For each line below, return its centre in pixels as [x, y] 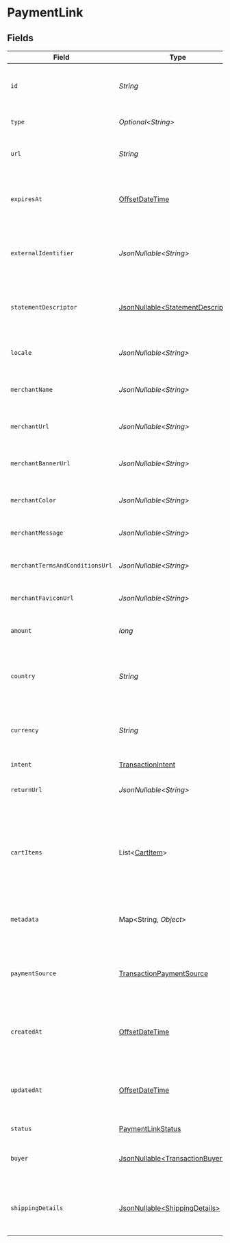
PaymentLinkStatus [150, 1128]
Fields [21, 38]
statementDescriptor [44, 307]
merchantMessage [37, 533]
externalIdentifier [42, 253]
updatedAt [26, 1090]
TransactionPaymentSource [164, 974]
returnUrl [26, 790]
